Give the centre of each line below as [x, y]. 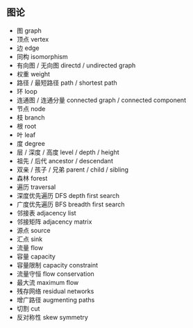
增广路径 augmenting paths [56, 300]
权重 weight [33, 74]
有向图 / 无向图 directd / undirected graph [76, 65]
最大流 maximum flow [48, 282]
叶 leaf [26, 135]
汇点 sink [30, 239]
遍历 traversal [36, 187]
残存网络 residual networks [55, 291]
